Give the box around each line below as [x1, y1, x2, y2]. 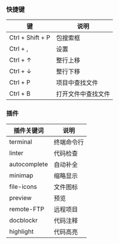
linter [9, 148, 24, 157]
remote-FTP [9, 205, 45, 213]
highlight [9, 227, 34, 236]
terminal [9, 138, 32, 146]
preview [9, 193, 32, 202]
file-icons [9, 182, 37, 191]
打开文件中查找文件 [56, 90, 111, 98]
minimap [9, 171, 34, 179]
